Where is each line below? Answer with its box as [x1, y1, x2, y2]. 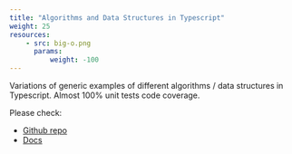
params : [33, 47, 63, 56]
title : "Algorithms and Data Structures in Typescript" [9, 13, 225, 23]
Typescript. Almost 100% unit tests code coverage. [9, 90, 200, 101]
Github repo [22, 125, 68, 136]
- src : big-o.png [25, 38, 92, 48]
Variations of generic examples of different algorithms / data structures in [9, 81, 284, 91]
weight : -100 [49, 55, 100, 64]
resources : [9, 30, 51, 39]
